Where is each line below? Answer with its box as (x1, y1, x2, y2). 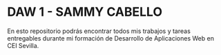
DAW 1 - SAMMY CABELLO (7, 4, 162, 20)
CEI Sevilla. (7, 41, 39, 49)
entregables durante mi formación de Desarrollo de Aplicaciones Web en (7, 34, 214, 42)
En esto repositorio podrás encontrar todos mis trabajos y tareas (7, 27, 191, 35)
